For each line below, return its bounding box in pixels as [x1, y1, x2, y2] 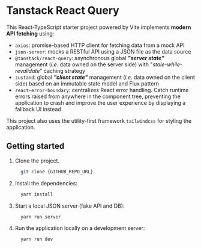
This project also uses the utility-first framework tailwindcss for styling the [6, 117, 192, 124]
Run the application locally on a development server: [14, 225, 145, 232]
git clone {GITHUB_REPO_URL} [20, 169, 94, 175]
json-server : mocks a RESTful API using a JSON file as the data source [14, 48, 191, 55]
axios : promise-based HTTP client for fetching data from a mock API [14, 42, 185, 49]
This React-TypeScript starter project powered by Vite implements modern [6, 23, 191, 31]
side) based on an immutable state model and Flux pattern [14, 79, 160, 87]
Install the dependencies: [14, 179, 78, 187]
